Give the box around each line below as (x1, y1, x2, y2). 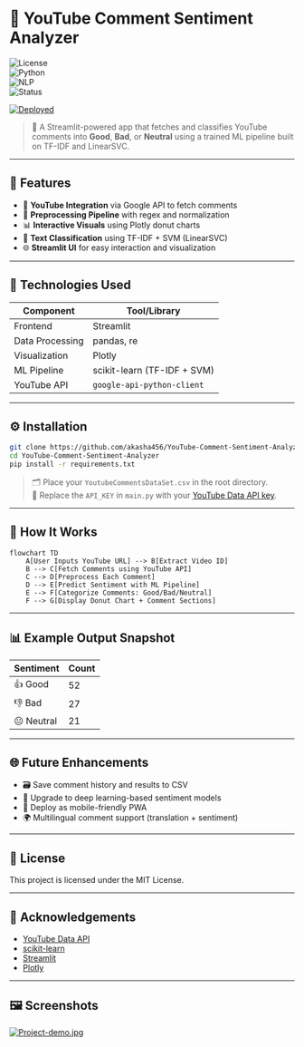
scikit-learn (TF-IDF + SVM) (92, 364, 214, 376)
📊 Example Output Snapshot (9, 630, 176, 646)
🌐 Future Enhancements (9, 755, 149, 771)
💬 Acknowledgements (9, 909, 137, 925)
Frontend (14, 319, 52, 332)
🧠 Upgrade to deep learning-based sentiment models (22, 792, 222, 803)
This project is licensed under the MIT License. (9, 875, 185, 886)
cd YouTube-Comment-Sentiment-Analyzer (9, 451, 160, 460)
